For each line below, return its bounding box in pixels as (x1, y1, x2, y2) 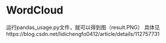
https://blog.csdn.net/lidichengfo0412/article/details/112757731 (6, 30, 160, 37)
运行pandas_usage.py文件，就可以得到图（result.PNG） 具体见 (6, 24, 160, 31)
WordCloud (6, 4, 63, 17)
